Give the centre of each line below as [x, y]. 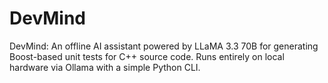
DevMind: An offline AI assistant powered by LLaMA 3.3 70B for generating [164, 46]
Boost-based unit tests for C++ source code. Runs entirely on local [147, 56]
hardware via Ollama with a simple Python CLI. [105, 67]
